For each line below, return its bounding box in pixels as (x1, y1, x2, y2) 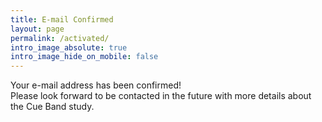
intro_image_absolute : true (10, 42, 128, 53)
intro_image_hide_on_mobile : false (10, 52, 159, 62)
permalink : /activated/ (10, 33, 110, 43)
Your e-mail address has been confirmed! (10, 79, 182, 91)
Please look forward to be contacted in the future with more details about (10, 90, 312, 102)
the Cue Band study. (10, 101, 95, 113)
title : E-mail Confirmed (10, 14, 114, 25)
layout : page (10, 24, 65, 34)
